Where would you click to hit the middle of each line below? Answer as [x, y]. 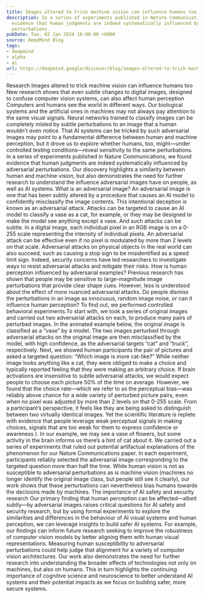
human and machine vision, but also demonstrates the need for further [95, 176]
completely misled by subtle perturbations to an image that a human [92, 124]
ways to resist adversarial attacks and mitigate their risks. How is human [97, 266]
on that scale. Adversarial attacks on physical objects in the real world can [99, 247]
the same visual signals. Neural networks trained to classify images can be [100, 118]
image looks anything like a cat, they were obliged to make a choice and [97, 363]
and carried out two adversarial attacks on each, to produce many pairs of [99, 318]
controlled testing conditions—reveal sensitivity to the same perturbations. [100, 150]
